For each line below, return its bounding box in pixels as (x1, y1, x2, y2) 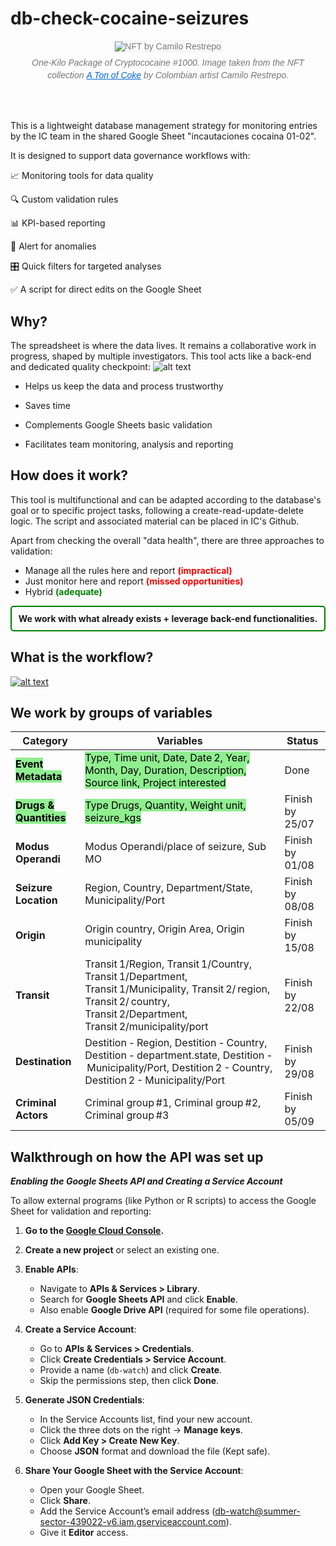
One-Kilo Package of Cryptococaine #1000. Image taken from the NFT (31, 57, 305, 68)
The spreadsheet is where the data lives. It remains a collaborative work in (10, 339, 317, 351)
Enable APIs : (24, 1263, 79, 1276)
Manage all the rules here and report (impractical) (24, 564, 233, 576)
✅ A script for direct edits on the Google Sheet (10, 283, 202, 296)
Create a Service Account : (24, 1323, 137, 1336)
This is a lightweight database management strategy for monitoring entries (10, 120, 318, 132)
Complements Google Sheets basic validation (24, 418, 213, 431)
